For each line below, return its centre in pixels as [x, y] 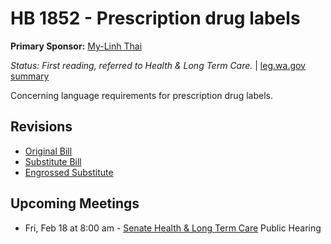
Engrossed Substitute [69, 172]
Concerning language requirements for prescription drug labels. [141, 95]
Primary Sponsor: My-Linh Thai [76, 46]
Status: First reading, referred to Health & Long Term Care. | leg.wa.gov [158, 65]
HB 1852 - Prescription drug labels [155, 18]
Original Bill [48, 151]
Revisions [41, 127]
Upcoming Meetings [75, 203]
